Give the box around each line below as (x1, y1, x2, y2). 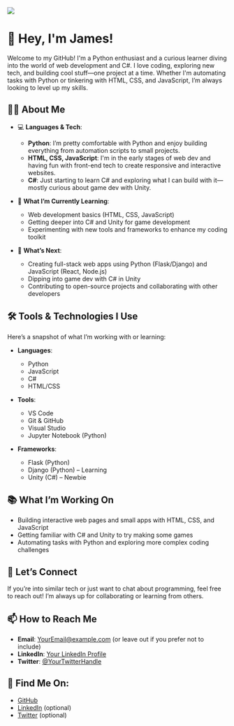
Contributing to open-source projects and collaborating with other (27, 282, 218, 290)
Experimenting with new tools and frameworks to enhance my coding (27, 225, 228, 233)
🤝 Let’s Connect (7, 565, 78, 578)
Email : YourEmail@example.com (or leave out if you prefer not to (17, 635, 205, 643)
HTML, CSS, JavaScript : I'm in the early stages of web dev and (27, 154, 211, 162)
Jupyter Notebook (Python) (27, 431, 107, 439)
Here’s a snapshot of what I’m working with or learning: (7, 332, 166, 341)
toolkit (27, 232, 46, 241)
